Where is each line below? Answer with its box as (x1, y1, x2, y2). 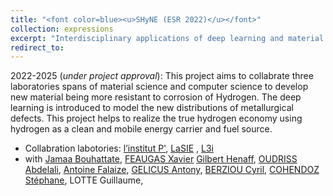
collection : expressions (10, 24, 114, 34)
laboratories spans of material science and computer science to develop (10, 81, 309, 93)
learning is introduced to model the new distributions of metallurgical (10, 102, 294, 114)
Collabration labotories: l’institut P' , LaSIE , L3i (24, 142, 214, 155)
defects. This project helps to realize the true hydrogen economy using (10, 112, 303, 125)
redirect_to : (10, 42, 65, 53)
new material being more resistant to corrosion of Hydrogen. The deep (10, 91, 302, 103)
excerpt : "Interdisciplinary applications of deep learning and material (10, 33, 325, 43)
